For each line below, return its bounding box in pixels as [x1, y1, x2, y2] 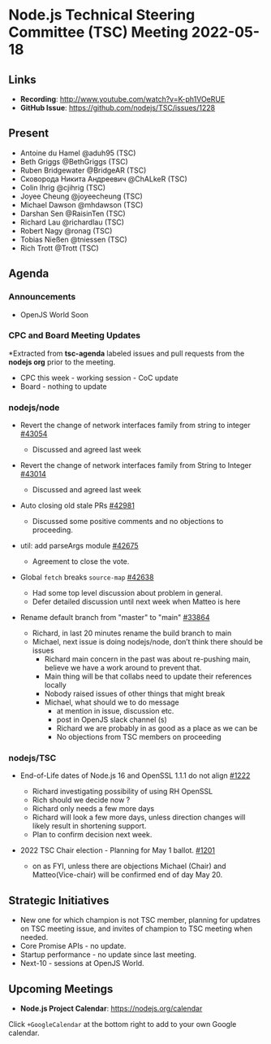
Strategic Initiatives [8, 893, 110, 907]
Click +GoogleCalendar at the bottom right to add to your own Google [8, 1020, 237, 1029]
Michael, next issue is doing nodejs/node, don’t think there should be [32, 637, 264, 647]
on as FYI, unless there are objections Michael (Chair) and [32, 861, 226, 871]
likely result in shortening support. [32, 821, 147, 831]
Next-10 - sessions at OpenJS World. [19, 959, 144, 968]
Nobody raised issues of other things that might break [44, 689, 226, 699]
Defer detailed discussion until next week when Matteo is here [32, 596, 241, 607]
